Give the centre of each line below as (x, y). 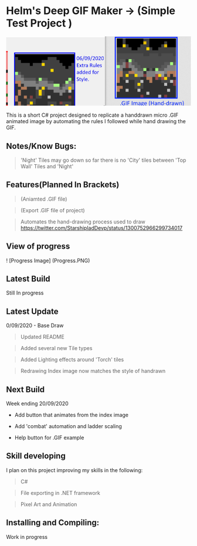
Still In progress (25, 293)
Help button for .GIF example (49, 438)
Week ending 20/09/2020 (37, 403)
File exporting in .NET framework (60, 493)
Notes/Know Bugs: (41, 146)
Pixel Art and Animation (49, 504)
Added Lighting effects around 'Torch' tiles (72, 360)
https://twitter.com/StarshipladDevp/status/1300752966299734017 (101, 228)
